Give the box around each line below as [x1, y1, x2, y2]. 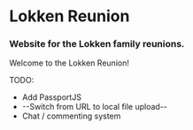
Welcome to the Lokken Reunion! [9, 57, 130, 68]
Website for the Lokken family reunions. [9, 38, 185, 50]
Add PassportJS [21, 92, 82, 103]
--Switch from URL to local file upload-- [21, 102, 168, 112]
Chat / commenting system [21, 111, 121, 121]
